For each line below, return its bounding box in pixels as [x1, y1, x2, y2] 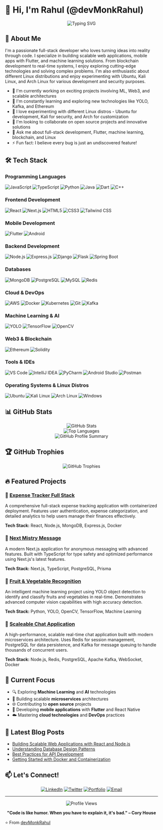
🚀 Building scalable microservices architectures [12, 696, 109, 702]
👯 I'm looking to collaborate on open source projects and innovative [12, 119, 147, 124]
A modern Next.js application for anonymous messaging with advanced [5, 546, 148, 552]
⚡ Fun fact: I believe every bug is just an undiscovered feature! [12, 139, 137, 145]
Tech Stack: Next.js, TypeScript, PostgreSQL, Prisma [5, 566, 112, 571]
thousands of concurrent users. [5, 647, 68, 653]
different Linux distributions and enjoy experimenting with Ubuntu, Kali [5, 73, 146, 79]
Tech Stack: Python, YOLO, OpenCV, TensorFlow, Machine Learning [5, 608, 142, 614]
